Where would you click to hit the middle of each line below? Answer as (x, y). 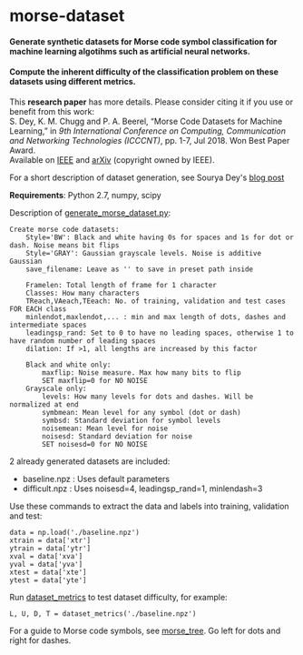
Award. (23, 150)
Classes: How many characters (83, 293)
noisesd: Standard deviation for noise (117, 436)
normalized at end (44, 404)
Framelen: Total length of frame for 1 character (122, 285)
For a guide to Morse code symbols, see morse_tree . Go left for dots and (145, 630)
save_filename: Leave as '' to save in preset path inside (140, 269)
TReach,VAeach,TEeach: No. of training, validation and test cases (156, 301)
